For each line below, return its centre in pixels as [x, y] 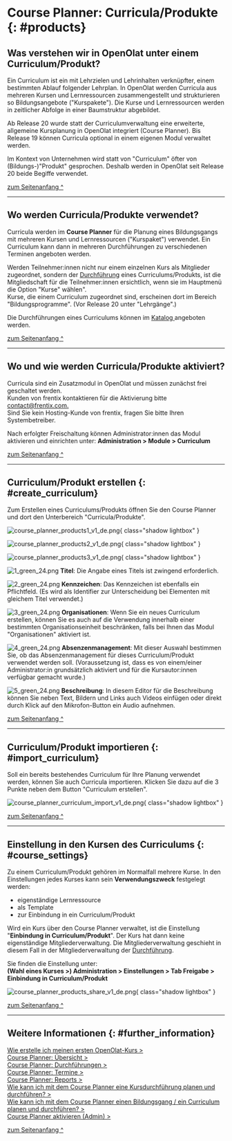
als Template [35, 908]
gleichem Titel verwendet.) [45, 599]
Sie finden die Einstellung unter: [52, 964]
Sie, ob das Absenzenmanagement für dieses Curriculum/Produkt [101, 655]
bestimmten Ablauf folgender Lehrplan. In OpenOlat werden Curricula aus [112, 88]
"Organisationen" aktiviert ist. [49, 634]
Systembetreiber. [32, 420]
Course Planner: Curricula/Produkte [113, 13]
